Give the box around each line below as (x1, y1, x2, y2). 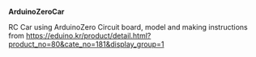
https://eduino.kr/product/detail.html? (25, 31, 151, 40)
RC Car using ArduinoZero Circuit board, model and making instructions (8, 22, 249, 31)
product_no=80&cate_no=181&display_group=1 (8, 39, 164, 49)
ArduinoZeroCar (8, 7, 65, 16)
